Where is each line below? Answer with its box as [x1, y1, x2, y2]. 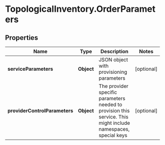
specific [98, 89, 117, 95]
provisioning [98, 69, 128, 75]
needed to [98, 101, 122, 108]
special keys [98, 132, 128, 139]
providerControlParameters [7, 107, 74, 114]
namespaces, [98, 126, 130, 132]
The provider [98, 83, 129, 89]
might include [98, 119, 130, 126]
